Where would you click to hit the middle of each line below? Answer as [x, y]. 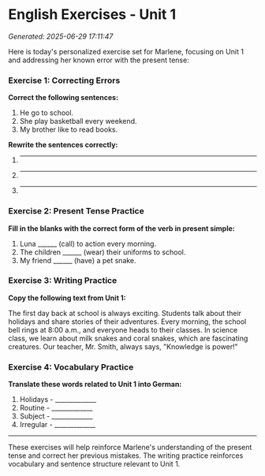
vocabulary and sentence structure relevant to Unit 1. [94, 464]
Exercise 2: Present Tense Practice [76, 211]
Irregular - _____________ [58, 425]
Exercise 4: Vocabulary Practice [71, 366]
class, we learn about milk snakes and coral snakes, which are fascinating [128, 338]
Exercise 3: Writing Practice [63, 281]
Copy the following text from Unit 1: [67, 298]
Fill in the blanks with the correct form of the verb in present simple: [121, 228]
